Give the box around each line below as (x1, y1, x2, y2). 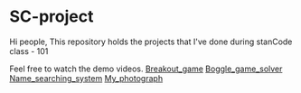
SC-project (9, 6, 94, 27)
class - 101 (9, 45, 49, 56)
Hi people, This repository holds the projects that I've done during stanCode (9, 36, 293, 47)
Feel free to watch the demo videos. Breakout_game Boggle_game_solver (9, 63, 283, 74)
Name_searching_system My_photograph (9, 72, 164, 83)
